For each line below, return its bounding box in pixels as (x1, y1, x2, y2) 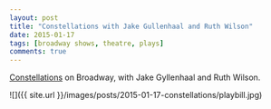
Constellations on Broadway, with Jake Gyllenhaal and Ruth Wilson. (9, 72, 261, 83)
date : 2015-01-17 (9, 30, 75, 39)
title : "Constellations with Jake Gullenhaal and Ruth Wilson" (9, 22, 254, 31)
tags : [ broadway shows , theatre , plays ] (9, 38, 165, 48)
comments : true (9, 47, 67, 56)
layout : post (9, 13, 59, 23)
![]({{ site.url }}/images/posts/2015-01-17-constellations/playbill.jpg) (9, 90, 263, 101)
